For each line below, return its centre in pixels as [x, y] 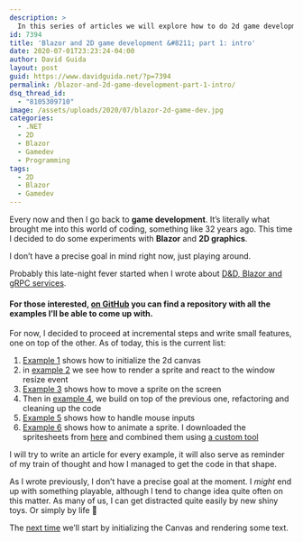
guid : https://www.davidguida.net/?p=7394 [90, 77]
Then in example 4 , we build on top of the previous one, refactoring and [156, 399]
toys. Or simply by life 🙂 [53, 510]
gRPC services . [38, 283]
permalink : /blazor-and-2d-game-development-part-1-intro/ [123, 85]
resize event [45, 380]
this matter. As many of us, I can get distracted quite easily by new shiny [144, 501]
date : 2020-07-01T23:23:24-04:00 [72, 51]
